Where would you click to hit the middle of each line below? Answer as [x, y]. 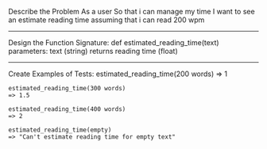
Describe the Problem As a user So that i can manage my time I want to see [132, 11]
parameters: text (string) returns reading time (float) [93, 51]
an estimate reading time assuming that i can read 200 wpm [106, 20]
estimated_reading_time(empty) [60, 130]
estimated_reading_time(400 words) [67, 109]
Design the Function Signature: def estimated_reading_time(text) [114, 42]
